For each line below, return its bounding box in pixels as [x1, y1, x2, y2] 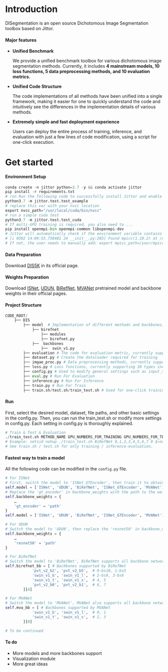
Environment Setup [5, 173, 46, 179]
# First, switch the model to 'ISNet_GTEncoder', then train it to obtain [5, 480, 164, 486]
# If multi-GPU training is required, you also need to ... [5, 222, 133, 227]
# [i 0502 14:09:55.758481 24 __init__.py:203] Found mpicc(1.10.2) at [5, 236, 157, 241]
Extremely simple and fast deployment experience [12, 119, 119, 125]
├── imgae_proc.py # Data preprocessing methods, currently [23, 360, 151, 365]
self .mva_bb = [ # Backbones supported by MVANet [5, 605, 111, 610]
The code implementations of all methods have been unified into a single [12, 93, 162, 99]
